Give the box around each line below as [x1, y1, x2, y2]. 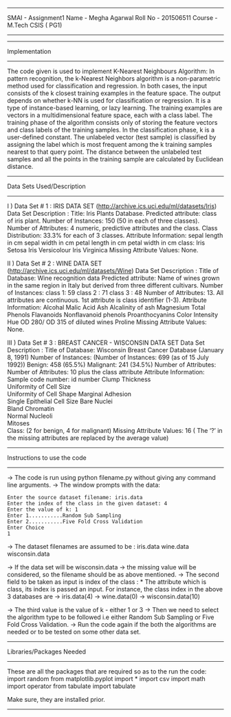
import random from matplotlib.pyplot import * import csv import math [7, 675, 206, 683]
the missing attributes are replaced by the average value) [7, 434, 169, 442]
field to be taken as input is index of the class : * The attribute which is [7, 578, 207, 586]
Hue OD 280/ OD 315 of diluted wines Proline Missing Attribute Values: [7, 318, 208, 326]
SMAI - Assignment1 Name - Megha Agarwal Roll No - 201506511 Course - [7, 14, 218, 21]
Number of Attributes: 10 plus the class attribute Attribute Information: [7, 368, 205, 376]
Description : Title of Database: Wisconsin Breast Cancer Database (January [7, 346, 224, 354]
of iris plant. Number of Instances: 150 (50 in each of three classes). [7, 216, 200, 225]
